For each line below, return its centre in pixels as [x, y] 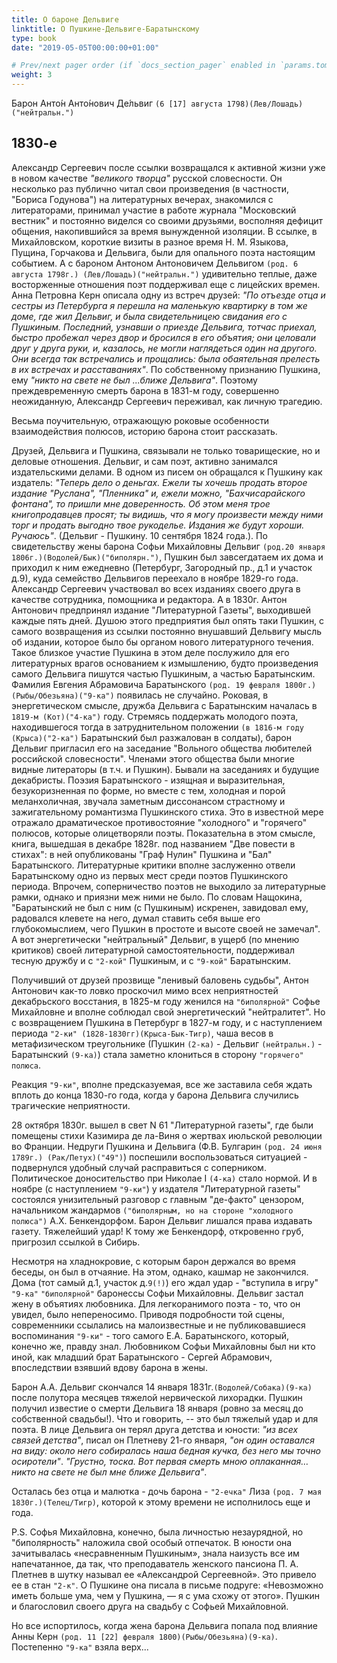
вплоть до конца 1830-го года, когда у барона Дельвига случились [155, 1095]
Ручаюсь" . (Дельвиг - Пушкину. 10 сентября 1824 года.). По [139, 535]
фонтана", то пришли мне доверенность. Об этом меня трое [141, 503]
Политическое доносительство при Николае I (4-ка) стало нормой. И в [164, 1178]
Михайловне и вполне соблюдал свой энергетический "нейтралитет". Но [168, 1012]
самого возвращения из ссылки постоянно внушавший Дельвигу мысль [167, 631]
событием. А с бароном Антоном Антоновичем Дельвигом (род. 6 [155, 263]
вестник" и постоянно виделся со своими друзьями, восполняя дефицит [167, 220]
